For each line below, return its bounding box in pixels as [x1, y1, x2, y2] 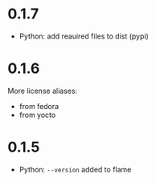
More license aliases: [7, 86, 78, 95]
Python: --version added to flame [18, 164, 132, 174]
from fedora [18, 101, 60, 111]
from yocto [18, 110, 56, 119]
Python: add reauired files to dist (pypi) [18, 31, 150, 41]
